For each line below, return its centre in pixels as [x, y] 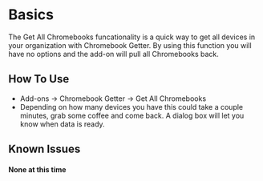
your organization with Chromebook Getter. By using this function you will [130, 45]
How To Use [39, 79]
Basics [31, 15]
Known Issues [45, 149]
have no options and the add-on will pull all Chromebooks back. [113, 54]
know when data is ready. [63, 124]
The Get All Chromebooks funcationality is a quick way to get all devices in [132, 37]
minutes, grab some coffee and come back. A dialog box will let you [132, 115]
